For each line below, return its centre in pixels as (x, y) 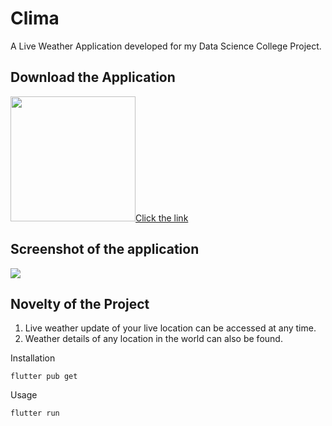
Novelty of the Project (80, 303)
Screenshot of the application (105, 249)
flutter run (35, 413)
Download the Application (93, 77)
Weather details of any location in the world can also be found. (153, 339)
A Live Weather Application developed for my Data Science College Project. (166, 46)
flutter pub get (44, 377)
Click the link (162, 218)
